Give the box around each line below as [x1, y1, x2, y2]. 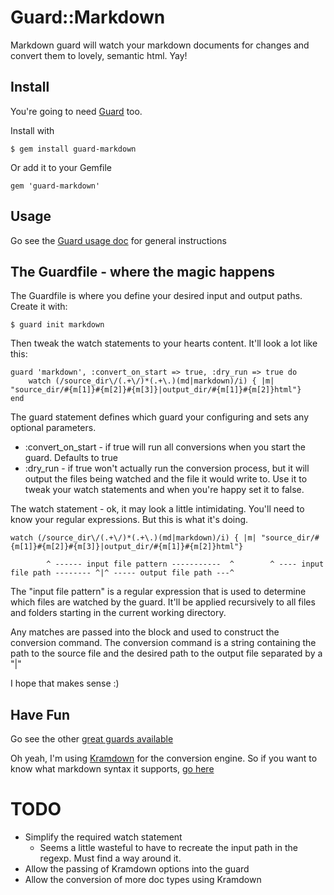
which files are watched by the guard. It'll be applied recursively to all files [10, 596, 316, 608]
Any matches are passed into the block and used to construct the [10, 626, 280, 638]
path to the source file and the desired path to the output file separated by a [10, 647, 323, 660]
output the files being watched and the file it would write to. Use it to [24, 473, 308, 485]
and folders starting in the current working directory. [10, 607, 227, 619]
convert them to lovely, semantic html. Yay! [10, 49, 188, 61]
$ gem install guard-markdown [10, 144, 137, 154]
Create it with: [10, 301, 68, 313]
